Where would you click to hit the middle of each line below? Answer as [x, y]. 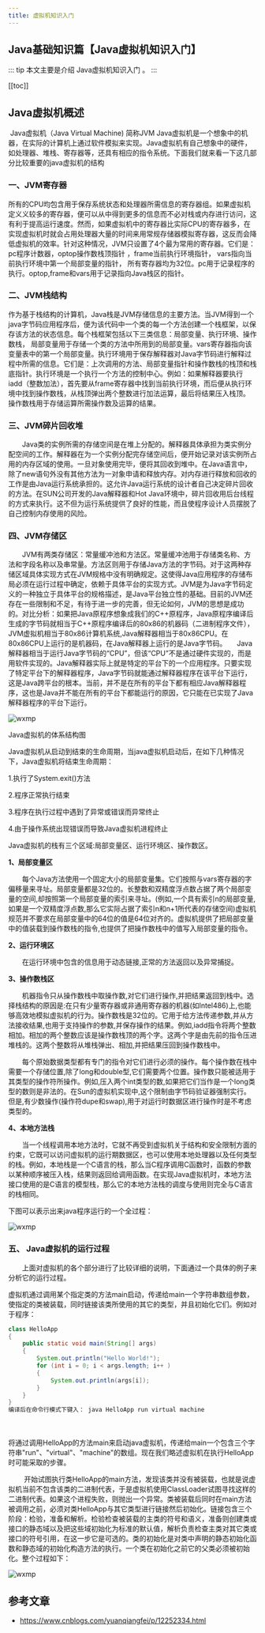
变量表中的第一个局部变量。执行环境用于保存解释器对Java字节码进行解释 [127, 353]
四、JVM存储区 [37, 536]
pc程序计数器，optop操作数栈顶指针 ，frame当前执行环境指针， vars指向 [127, 253]
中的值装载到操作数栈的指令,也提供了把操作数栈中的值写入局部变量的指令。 [130, 929]
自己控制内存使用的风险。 [50, 514]
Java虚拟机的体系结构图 [47, 735]
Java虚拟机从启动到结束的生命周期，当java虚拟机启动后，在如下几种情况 [126, 752]
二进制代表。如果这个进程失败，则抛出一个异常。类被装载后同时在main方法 [130, 1499]
